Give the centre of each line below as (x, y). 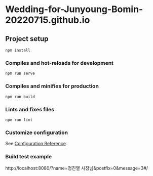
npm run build (20, 97)
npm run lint (19, 120)
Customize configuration (37, 133)
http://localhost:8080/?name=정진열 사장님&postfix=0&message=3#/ (77, 168)
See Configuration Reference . (36, 144)
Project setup (27, 39)
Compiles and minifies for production (52, 86)
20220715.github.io (48, 20)
